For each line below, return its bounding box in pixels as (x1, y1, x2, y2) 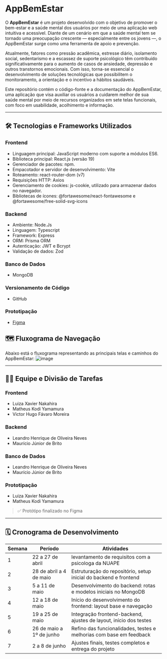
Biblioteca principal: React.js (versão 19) (12, 156, 95, 162)
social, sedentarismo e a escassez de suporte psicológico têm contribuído (5, 55, 158, 61)
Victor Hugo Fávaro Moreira (12, 411, 70, 417)
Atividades (102, 545, 129, 552)
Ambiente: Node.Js (12, 222, 52, 228)
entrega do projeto (71, 646, 115, 653)
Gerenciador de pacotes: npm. (12, 161, 76, 167)
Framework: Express (12, 232, 55, 238)
